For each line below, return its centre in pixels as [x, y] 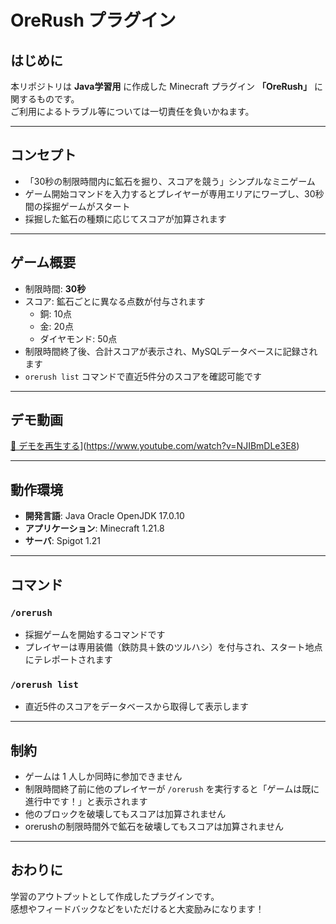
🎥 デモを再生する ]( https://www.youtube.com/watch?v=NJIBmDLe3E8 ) [155, 446]
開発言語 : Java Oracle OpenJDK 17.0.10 [104, 516]
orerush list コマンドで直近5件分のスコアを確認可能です [143, 376]
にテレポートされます [68, 659]
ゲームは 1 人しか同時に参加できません [103, 777]
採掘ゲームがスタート [86, 206]
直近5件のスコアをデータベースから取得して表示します [136, 707]
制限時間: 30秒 [55, 288]
